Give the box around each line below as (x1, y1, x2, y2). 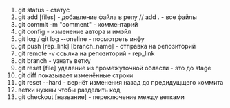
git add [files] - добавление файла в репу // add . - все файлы (17, 13, 197, 21)
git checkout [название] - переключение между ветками (17, 93, 185, 101)
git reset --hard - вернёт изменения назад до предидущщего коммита (17, 79, 224, 86)
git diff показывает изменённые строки (17, 71, 134, 79)
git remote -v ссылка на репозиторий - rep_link (17, 49, 155, 57)
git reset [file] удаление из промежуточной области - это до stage (17, 64, 211, 72)
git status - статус (17, 6, 70, 14)
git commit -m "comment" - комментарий (17, 21, 138, 28)
